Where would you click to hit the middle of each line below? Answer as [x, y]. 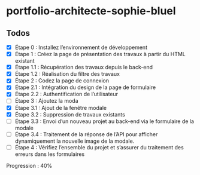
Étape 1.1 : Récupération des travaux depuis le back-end [84, 67]
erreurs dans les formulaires [50, 154]
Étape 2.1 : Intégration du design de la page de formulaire [85, 87]
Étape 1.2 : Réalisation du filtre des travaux [67, 74]
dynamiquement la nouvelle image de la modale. [75, 141]
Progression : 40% [29, 165]
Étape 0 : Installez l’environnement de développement [81, 47]
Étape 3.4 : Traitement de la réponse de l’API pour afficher [86, 134]
